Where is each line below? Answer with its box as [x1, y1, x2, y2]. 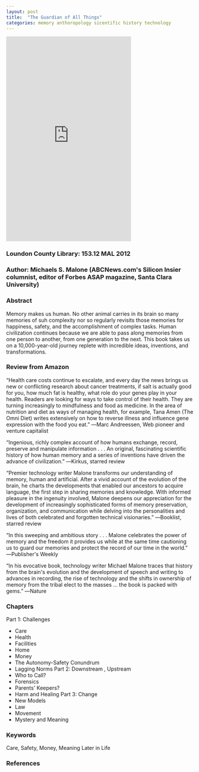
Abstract [6, 296, 33, 305]
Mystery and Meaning [14, 716, 69, 723]
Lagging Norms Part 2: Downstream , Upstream [14, 665, 132, 672]
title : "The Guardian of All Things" [6, 14, 102, 20]
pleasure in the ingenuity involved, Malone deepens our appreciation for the [6, 494, 192, 501]
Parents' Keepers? [14, 684, 60, 692]
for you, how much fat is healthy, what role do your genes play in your [6, 389, 177, 396]
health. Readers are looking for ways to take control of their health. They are [6, 395, 193, 402]
